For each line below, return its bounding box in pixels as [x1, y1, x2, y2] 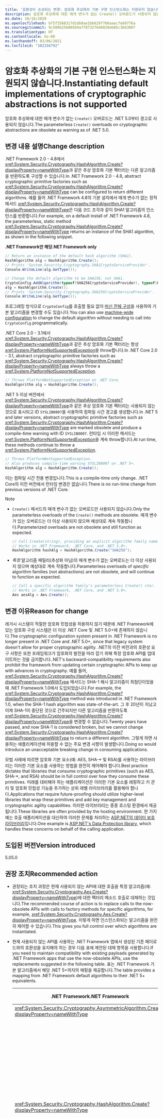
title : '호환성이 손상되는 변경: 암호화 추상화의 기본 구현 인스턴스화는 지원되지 [5, 7, 145, 12]
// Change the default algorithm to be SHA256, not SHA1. [5, 276, 125, 281]
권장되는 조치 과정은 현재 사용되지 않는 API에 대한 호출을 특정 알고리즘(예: [12, 884, 151, 889]
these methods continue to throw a [5, 442, 75, 448]
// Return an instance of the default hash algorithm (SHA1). [5, 253, 133, 259]
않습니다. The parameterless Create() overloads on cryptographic [17, 121, 148, 127]
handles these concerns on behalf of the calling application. [5, 826, 125, 832]
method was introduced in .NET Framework [70, 695, 157, 701]
